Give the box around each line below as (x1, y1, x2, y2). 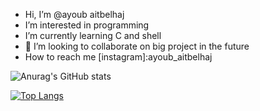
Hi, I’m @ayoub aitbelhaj (24, 9, 125, 20)
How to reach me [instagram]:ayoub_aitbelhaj (24, 51, 213, 63)
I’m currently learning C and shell (24, 30, 162, 41)
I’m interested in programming (24, 19, 150, 31)
